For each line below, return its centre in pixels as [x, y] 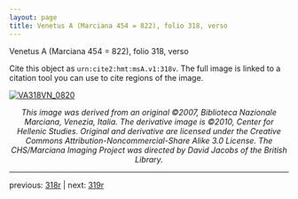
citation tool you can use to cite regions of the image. [106, 77]
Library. [149, 159]
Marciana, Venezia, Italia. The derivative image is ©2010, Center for [149, 122]
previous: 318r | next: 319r [57, 185]
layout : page [33, 17]
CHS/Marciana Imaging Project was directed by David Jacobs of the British [149, 150]
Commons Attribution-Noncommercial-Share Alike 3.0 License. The [149, 140]
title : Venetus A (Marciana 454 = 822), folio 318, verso [118, 26]
